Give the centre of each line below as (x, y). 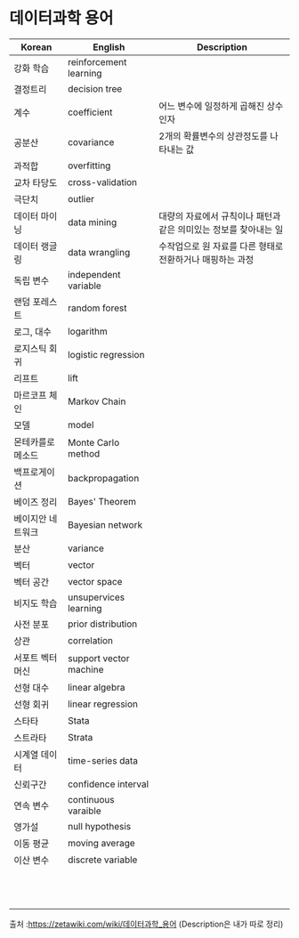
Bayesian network (105, 524)
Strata (81, 737)
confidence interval (109, 784)
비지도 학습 (36, 603)
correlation (91, 640)
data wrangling (99, 252)
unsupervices (97, 597)
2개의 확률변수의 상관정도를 (214, 136)
